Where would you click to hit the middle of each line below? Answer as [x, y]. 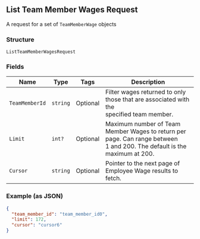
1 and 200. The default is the [146, 146]
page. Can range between [141, 139]
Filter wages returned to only [146, 92]
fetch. [113, 178]
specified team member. [139, 114]
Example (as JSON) [35, 196]
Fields [15, 67]
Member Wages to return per [146, 131]
